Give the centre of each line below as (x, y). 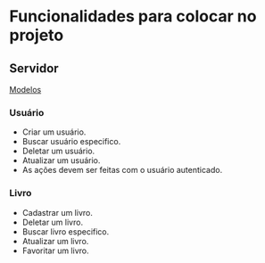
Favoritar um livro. (55, 251)
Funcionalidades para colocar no (133, 16)
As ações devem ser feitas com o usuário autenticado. (122, 170)
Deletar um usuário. (58, 151)
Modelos (25, 90)
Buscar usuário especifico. (71, 142)
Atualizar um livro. (55, 241)
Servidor (34, 68)
